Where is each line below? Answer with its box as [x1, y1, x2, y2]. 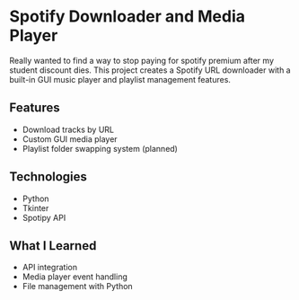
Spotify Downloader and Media [9, 6, 245, 27]
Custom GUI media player [22, 133, 119, 145]
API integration [22, 262, 78, 273]
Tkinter [22, 202, 49, 213]
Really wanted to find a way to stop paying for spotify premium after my [9, 55, 275, 66]
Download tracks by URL [22, 124, 115, 135]
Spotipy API [22, 212, 66, 223]
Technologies [9, 169, 88, 185]
